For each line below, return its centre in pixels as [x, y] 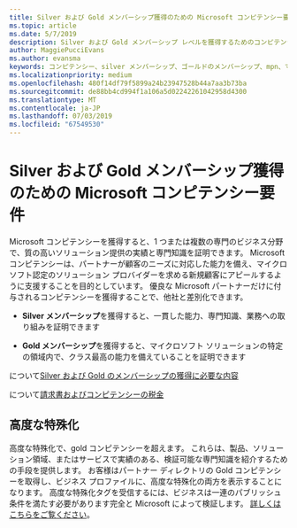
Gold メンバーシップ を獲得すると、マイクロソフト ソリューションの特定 [152, 346]
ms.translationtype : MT [53, 100]
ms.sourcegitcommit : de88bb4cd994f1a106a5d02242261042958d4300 [128, 91]
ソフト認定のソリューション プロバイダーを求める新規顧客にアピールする [142, 275]
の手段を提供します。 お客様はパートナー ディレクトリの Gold [121, 470]
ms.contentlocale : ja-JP [55, 108]
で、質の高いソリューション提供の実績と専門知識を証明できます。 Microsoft [147, 252]
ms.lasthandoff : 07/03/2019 [61, 116]
